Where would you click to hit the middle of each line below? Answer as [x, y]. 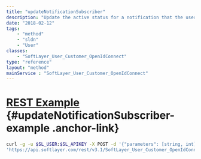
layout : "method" [28, 67]
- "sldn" [28, 40]
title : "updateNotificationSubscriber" [56, 12]
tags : [13, 28]
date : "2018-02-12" [31, 23]
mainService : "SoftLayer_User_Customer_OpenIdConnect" [77, 73]
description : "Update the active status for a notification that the [95, 17]
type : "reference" [29, 62]
